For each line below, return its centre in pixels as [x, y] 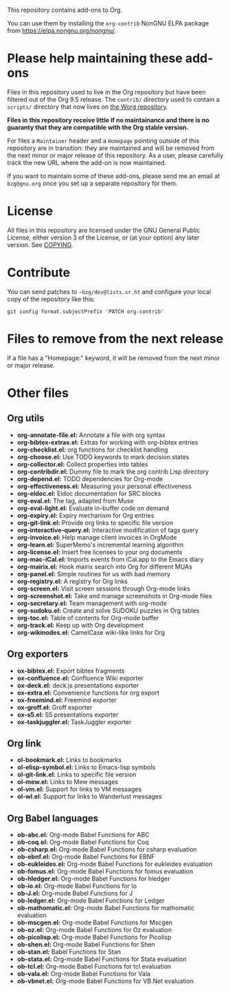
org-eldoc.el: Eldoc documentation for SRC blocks [89, 493]
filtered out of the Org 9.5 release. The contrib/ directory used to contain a [113, 99]
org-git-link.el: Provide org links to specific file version [95, 523]
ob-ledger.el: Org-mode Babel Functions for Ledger [91, 900]
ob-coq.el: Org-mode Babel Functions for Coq [83, 842]
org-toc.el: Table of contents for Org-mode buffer [88, 618]
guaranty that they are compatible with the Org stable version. [98, 127]
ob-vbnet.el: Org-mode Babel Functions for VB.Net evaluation [105, 981]
